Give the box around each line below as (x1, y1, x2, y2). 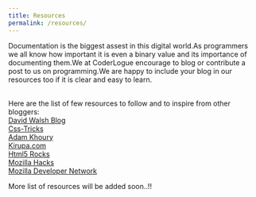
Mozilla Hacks (8, 157, 54, 167)
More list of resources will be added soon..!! (8, 181, 153, 191)
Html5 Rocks (8, 149, 50, 159)
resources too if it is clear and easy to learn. (8, 75, 153, 84)
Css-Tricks (8, 124, 44, 133)
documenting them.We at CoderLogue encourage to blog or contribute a (8, 57, 246, 68)
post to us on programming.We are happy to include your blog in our (8, 66, 233, 75)
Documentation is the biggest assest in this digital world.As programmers (8, 41, 249, 50)
